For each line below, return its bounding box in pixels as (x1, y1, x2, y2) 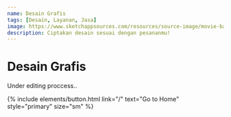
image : (7, 23, 26, 30)
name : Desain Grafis (7, 10, 67, 17)
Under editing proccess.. (7, 82, 78, 90)
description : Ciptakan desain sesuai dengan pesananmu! (7, 29, 170, 36)
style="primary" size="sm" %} (7, 103, 94, 111)
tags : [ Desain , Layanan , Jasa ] (7, 17, 97, 23)
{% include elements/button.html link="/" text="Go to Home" (7, 95, 179, 103)
